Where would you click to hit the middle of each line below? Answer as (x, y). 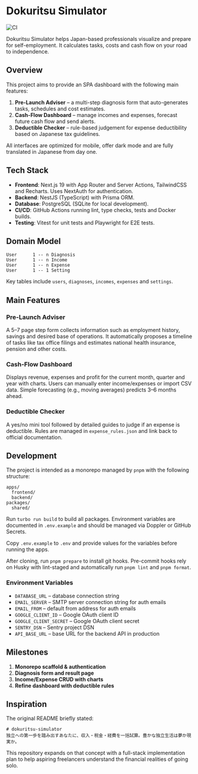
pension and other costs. (36, 349)
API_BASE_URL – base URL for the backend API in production (87, 633)
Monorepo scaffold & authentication (60, 666)
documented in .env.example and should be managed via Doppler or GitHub (99, 525)
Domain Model (33, 241)
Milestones (27, 653)
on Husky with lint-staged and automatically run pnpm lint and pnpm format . (99, 567)
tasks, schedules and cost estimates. (60, 109)
